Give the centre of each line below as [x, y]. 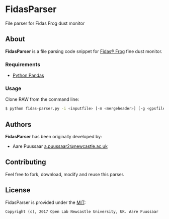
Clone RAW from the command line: [42, 99]
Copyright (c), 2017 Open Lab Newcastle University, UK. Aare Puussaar [82, 211]
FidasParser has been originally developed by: [54, 137]
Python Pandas [28, 75]
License [18, 190]
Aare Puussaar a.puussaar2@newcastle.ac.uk [60, 146]
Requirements [23, 64]
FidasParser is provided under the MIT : [46, 202]
